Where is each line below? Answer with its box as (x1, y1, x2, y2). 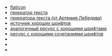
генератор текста (10, 9, 48, 15)
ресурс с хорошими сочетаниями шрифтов (10, 31, 103, 36)
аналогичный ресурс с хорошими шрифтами (10, 25, 107, 31)
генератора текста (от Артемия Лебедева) (10, 15, 102, 20)
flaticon (10, 4, 26, 10)
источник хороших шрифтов (10, 20, 71, 26)
